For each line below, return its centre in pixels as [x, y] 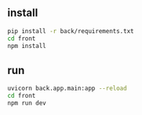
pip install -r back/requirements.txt [71, 31]
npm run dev [27, 103]
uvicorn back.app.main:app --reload [67, 89]
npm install [27, 46]
